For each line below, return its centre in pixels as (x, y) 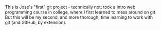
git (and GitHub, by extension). (36, 22)
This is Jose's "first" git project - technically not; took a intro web (70, 7)
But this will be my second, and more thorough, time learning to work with (79, 17)
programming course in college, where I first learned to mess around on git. (81, 12)
